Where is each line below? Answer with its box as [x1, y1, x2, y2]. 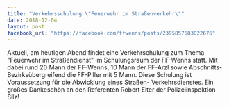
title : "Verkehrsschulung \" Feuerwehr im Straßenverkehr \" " [7, 10, 185, 17]
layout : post [7, 23, 45, 30]
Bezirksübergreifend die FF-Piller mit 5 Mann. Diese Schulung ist [7, 71, 192, 79]
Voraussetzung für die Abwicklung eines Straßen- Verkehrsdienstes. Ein [7, 78, 214, 87]
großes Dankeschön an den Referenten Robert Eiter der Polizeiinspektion [7, 85, 217, 94]
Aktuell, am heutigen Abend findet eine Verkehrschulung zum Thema [7, 49, 205, 57]
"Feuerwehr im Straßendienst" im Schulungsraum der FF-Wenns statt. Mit [7, 56, 218, 65]
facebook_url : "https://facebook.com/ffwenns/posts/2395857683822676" [7, 29, 216, 37]
